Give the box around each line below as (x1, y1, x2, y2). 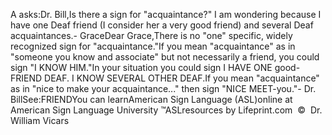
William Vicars (10, 115, 70, 126)
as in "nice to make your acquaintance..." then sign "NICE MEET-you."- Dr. (10, 83, 317, 94)
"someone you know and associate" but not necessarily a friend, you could (10, 51, 320, 63)
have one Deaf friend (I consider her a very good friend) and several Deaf (10, 19, 314, 31)
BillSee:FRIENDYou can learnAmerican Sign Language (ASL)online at (10, 94, 293, 105)
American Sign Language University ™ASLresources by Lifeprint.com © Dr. (10, 104, 323, 116)
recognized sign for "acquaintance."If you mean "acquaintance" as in (10, 40, 296, 52)
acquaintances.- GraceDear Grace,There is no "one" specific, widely (10, 30, 293, 41)
